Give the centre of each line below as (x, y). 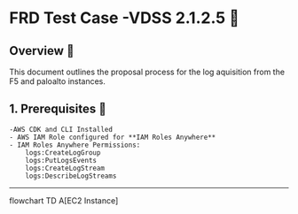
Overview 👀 (42, 51)
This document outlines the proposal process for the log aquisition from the (147, 72)
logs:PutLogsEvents (61, 160)
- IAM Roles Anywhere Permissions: (75, 145)
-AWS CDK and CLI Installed (61, 129)
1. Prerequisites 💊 (58, 109)
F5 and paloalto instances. (58, 81)
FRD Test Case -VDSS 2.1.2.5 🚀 (124, 18)
